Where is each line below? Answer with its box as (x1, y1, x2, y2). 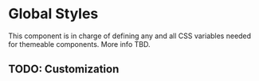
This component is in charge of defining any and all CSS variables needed (8, 31, 252, 40)
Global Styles (8, 5, 99, 23)
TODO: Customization (8, 63, 120, 76)
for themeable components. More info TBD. (8, 39, 151, 48)
